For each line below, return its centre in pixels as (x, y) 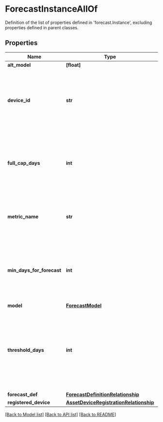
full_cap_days (24, 163)
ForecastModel (84, 306)
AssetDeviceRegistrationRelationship (110, 402)
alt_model (19, 65)
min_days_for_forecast (34, 270)
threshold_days (26, 350)
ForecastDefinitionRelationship (103, 394)
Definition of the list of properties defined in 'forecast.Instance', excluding (79, 22)
